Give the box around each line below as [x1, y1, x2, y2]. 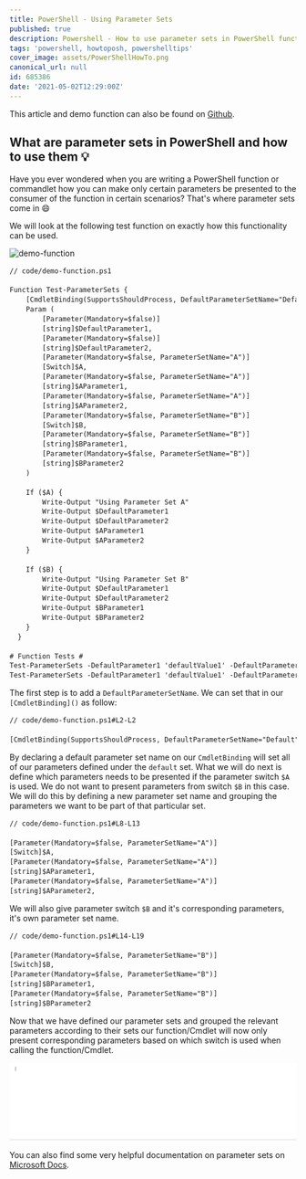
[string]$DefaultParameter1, [42, 324, 153, 333]
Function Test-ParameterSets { [9, 286, 128, 295]
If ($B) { [25, 564, 64, 574]
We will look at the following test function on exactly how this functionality [9, 220, 288, 231]
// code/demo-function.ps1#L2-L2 [9, 716, 137, 725]
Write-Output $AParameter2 [42, 536, 145, 545]
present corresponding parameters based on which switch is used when [9, 1035, 281, 1046]
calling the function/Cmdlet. [9, 1044, 114, 1055]
